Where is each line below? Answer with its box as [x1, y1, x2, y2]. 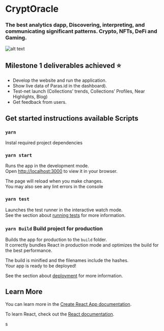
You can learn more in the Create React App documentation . [5, 301, 132, 307]
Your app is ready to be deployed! [5, 262, 76, 269]
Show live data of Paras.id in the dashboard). [12, 83, 107, 89]
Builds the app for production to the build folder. [5, 236, 107, 242]
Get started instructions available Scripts [5, 114, 139, 123]
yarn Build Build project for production [5, 225, 103, 232]
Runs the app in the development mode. [5, 163, 89, 169]
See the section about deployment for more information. [5, 272, 123, 279]
